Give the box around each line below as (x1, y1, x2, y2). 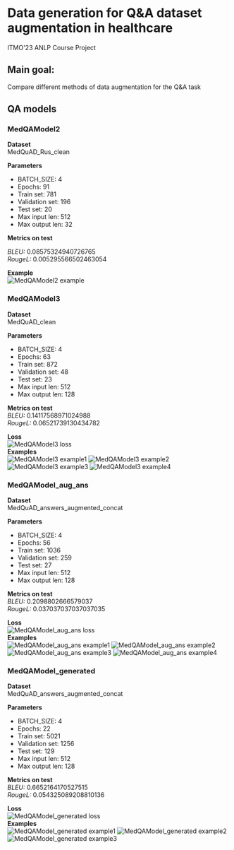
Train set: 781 (17, 190, 56, 199)
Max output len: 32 (17, 220, 73, 229)
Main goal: (7, 64, 55, 76)
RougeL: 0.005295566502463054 (7, 255, 107, 264)
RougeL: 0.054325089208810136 (7, 791, 105, 799)
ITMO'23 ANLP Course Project (7, 43, 97, 52)
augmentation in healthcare (7, 20, 173, 36)
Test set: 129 (17, 747, 55, 755)
